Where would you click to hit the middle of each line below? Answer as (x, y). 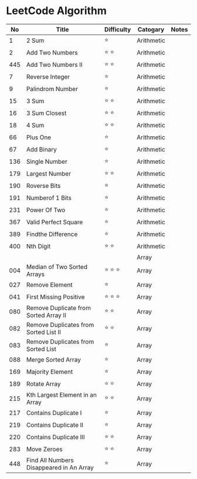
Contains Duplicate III (55, 437)
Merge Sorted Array (53, 360)
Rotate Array (43, 384)
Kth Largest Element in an (61, 394)
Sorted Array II (46, 315)
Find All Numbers (50, 460)
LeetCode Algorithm (57, 11)
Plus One (39, 137)
